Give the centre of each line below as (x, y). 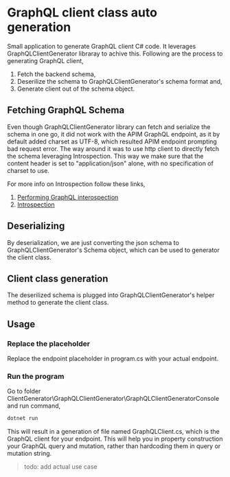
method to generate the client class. (58, 303)
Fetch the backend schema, (56, 74)
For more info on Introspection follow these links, (76, 184)
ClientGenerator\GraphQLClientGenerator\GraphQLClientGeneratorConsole (113, 399)
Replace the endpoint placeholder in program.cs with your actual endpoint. (113, 359)
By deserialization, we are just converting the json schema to (93, 242)
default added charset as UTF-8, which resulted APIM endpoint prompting (112, 141)
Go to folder (24, 391)
